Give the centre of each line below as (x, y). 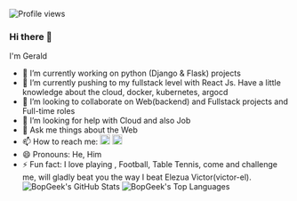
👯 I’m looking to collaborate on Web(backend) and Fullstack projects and (155, 101)
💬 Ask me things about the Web (80, 130)
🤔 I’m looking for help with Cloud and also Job (106, 121)
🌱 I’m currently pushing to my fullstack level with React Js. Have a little (152, 83)
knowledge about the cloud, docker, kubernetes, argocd (125, 92)
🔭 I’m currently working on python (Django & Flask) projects (132, 73)
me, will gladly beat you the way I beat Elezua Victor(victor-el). (136, 177)
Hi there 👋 (31, 36)
